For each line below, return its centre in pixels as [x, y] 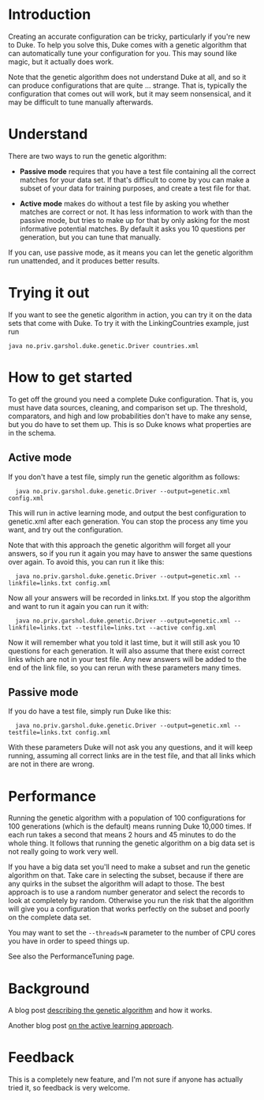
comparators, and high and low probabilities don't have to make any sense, [130, 416]
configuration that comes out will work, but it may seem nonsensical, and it [130, 93]
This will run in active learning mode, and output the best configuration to [127, 512]
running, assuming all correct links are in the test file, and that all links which [132, 756]
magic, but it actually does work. [61, 62]
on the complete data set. [50, 917]
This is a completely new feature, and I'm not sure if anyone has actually [126, 1079]
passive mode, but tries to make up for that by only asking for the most [134, 220]
